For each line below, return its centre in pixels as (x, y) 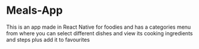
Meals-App (34, 10)
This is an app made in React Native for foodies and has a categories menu (99, 27)
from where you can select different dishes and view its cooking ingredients (99, 33)
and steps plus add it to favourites (48, 39)
